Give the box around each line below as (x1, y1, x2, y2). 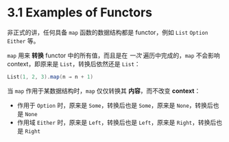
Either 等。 (7, 36, 40, 45)
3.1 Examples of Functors (7, 5, 153, 20)
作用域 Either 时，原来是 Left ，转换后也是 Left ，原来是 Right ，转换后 (16, 118, 217, 126)
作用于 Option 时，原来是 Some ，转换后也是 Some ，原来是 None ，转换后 (16, 101, 214, 109)
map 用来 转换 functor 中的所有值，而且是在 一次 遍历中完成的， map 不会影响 (7, 51, 221, 59)
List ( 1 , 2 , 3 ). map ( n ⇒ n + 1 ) (7, 73, 94, 80)
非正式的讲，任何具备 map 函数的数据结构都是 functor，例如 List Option (7, 28, 208, 36)
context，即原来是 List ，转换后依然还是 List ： (7, 59, 141, 68)
